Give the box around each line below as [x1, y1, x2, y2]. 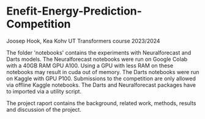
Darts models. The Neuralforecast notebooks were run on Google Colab [6, 55, 188, 63]
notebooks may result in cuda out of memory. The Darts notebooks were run [6, 68, 199, 75]
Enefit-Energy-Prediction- [6, 4, 143, 18]
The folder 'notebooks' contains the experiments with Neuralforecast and [6, 49, 192, 56]
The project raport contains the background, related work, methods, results [6, 99, 196, 107]
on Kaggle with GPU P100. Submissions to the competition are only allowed [6, 75, 196, 82]
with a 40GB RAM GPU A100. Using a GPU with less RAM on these [6, 62, 173, 69]
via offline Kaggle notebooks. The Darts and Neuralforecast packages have [6, 81, 196, 89]
